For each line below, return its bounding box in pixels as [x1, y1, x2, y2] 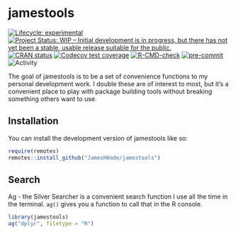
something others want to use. [8, 94, 98, 103]
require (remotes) [8, 147, 60, 155]
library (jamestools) [8, 213, 69, 221]
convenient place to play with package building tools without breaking [8, 87, 213, 95]
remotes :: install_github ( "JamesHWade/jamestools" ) [8, 154, 161, 161]
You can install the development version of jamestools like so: [8, 134, 189, 142]
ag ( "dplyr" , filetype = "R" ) [8, 221, 94, 228]
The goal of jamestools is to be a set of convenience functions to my [8, 72, 208, 81]
